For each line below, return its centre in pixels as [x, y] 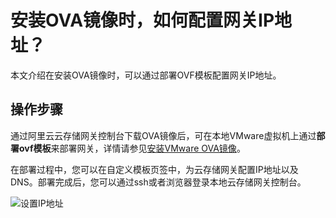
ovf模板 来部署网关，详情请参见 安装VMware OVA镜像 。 [132, 148]
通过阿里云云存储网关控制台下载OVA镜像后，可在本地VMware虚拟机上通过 [163, 135]
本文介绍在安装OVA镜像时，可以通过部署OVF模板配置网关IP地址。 [146, 75]
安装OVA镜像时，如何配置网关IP [142, 20]
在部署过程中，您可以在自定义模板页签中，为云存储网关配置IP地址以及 [154, 169]
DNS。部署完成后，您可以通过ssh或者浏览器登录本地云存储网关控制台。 [158, 182]
